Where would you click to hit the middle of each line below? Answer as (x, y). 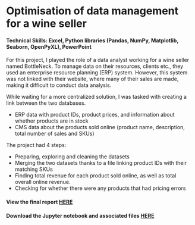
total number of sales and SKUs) (54, 134)
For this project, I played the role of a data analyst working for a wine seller (97, 60)
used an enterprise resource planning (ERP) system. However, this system (97, 73)
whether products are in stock (52, 121)
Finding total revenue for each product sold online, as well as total (95, 176)
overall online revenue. (43, 182)
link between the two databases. (46, 103)
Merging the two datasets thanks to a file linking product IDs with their (101, 163)
